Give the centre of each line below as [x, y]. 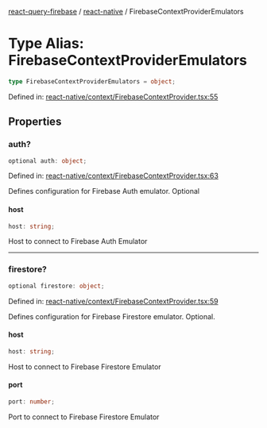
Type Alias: [46, 44]
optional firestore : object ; [56, 286]
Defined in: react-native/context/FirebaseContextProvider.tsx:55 [113, 96]
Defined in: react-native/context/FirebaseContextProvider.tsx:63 [113, 176]
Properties [35, 122]
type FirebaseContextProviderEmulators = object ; [92, 81]
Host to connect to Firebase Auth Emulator [78, 241]
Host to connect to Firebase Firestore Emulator [85, 366]
